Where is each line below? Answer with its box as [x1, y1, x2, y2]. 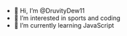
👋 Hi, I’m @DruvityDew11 [13, 7, 86, 15]
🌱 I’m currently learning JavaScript [13, 21, 114, 29]
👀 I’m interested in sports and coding [13, 14, 121, 22]
